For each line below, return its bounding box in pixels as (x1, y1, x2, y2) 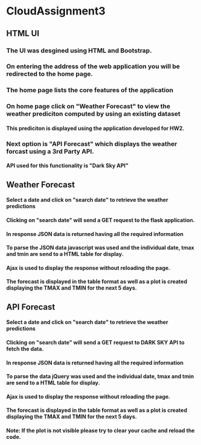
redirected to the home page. (6, 70, 93, 78)
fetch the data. (6, 345, 44, 352)
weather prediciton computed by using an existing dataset (6, 110, 181, 118)
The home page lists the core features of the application (6, 86, 173, 95)
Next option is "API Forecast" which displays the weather (6, 140, 178, 148)
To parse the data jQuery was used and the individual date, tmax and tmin (6, 373, 194, 380)
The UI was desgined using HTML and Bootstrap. (6, 46, 152, 55)
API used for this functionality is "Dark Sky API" (6, 162, 129, 169)
